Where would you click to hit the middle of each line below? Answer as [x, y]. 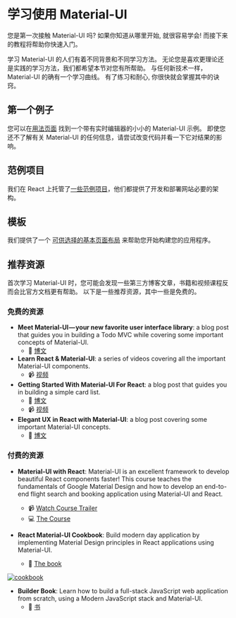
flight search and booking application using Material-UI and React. [127, 494]
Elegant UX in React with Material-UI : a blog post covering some [112, 420]
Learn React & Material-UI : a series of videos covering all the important [122, 359]
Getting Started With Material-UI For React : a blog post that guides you [122, 384]
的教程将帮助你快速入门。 [44, 44]
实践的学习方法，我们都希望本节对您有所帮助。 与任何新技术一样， [110, 68]
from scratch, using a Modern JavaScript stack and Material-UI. [110, 598]
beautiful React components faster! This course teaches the [105, 479]
